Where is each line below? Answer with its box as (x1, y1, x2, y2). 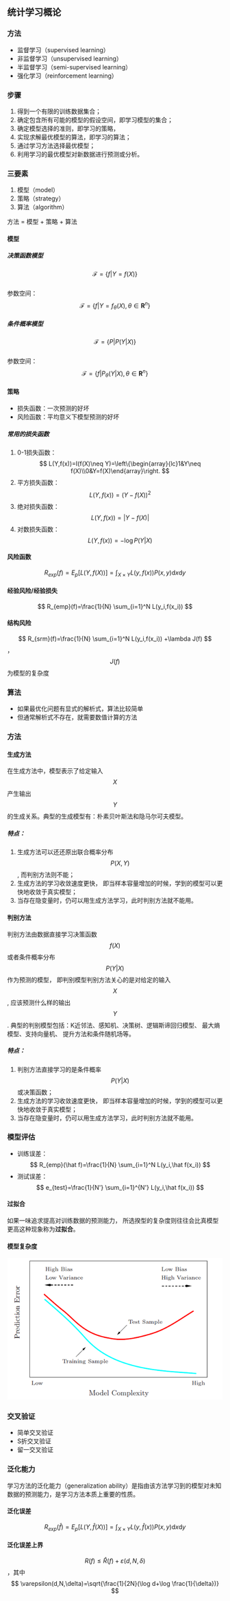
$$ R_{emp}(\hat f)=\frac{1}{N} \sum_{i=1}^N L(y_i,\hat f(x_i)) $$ (29, 1160, 211, 1168)
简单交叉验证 (16, 1429, 53, 1437)
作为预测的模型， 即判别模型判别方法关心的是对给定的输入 (7, 976, 171, 984)
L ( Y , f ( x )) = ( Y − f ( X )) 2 (88, 489, 151, 499)
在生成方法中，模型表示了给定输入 (7, 767, 103, 775)
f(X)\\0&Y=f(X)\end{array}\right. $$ (71, 466, 170, 475)
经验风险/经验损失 (7, 586, 58, 595)
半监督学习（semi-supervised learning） (16, 62, 132, 71)
